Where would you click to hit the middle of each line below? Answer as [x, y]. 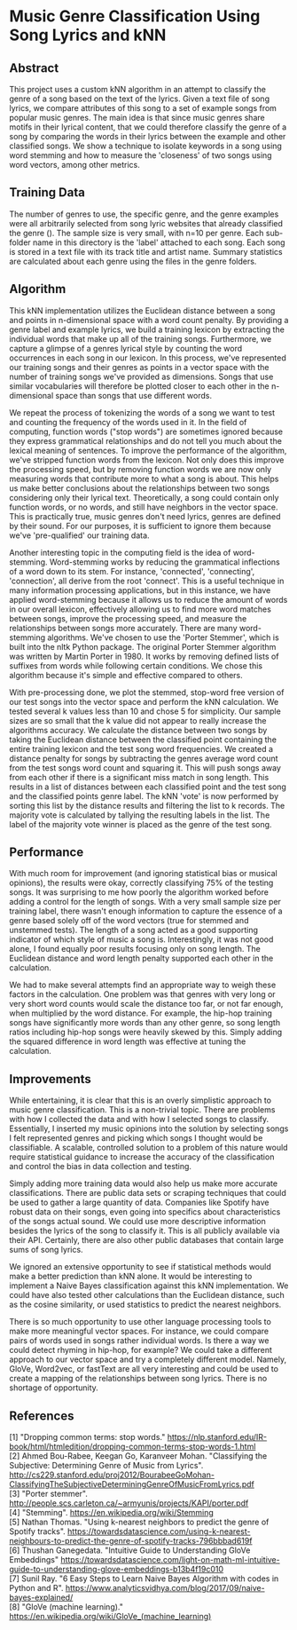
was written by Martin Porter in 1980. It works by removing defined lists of [144, 656]
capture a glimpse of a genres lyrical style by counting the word [126, 348]
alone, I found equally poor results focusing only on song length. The [135, 949]
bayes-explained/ [41, 1598]
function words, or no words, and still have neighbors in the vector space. [144, 507]
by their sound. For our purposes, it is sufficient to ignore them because [141, 526]
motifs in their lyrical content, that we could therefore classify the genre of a [148, 127]
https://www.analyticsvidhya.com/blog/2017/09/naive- [165, 1588]
